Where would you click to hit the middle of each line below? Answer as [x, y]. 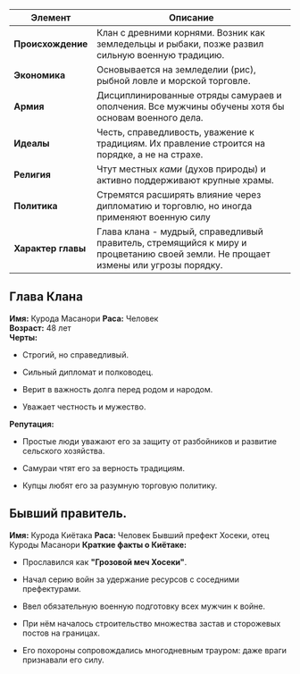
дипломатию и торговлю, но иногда [175, 206]
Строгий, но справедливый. [75, 354]
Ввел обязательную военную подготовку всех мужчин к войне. [144, 606]
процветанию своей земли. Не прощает [183, 254]
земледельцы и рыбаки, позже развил [180, 44]
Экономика [39, 75]
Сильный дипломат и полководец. [87, 372]
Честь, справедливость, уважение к [175, 132]
